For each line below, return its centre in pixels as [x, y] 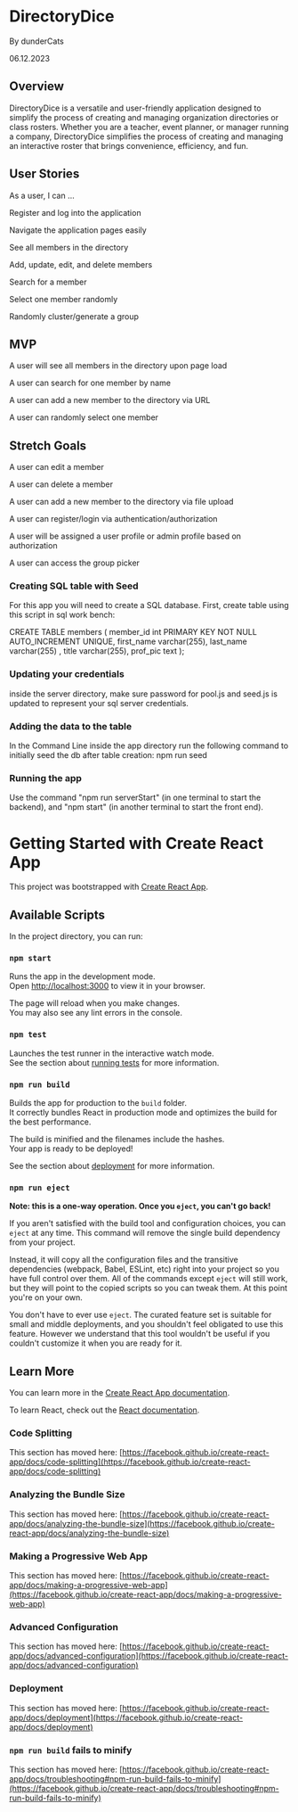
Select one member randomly [64, 299]
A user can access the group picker [75, 563]
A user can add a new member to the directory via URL [110, 400]
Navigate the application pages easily [78, 230]
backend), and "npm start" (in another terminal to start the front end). [137, 807]
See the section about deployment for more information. [112, 1166]
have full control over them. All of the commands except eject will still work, [149, 1279]
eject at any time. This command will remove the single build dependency [145, 1233]
